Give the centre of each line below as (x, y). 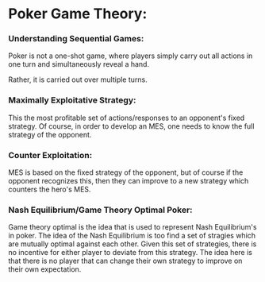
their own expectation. (45, 269)
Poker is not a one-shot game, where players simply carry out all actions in (131, 56)
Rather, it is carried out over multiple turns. (78, 79)
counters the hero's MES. (50, 189)
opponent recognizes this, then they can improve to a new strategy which (129, 181)
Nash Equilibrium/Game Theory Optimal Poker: (100, 210)
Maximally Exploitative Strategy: (72, 100)
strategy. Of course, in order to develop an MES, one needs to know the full (131, 126)
